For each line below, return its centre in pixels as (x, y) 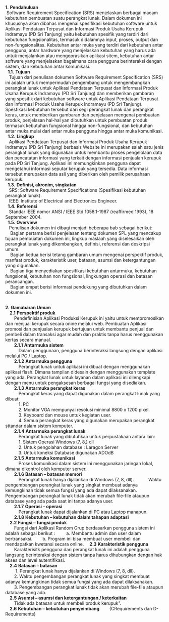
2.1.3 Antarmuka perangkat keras (50, 388)
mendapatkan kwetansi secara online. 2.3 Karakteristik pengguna (77, 544)
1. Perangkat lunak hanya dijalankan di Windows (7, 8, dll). (75, 571)
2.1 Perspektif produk (33, 313)
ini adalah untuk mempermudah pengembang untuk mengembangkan (78, 82)
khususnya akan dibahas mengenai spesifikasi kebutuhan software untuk (81, 23)
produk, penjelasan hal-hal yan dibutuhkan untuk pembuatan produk (76, 120)
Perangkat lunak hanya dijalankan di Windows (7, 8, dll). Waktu (90, 480)
